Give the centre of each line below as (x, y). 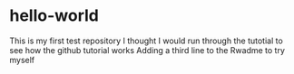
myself (22, 60)
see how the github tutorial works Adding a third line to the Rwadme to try (147, 50)
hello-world (54, 16)
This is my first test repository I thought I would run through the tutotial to (146, 41)
